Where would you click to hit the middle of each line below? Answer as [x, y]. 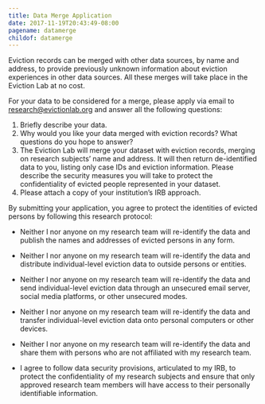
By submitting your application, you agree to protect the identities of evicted [133, 208]
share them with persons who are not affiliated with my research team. [136, 353]
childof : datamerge [41, 38]
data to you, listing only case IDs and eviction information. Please [127, 167]
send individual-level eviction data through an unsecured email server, [135, 288]
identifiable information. [58, 394]
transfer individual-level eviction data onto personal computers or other [137, 320]
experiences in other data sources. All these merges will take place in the [128, 77]
